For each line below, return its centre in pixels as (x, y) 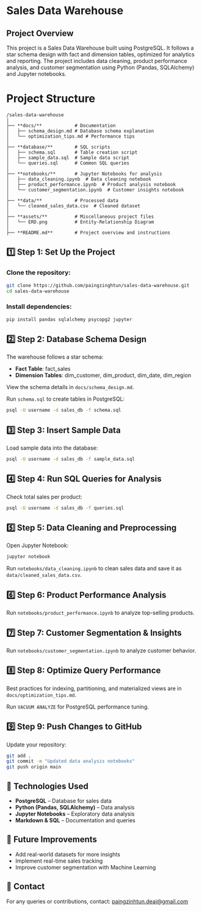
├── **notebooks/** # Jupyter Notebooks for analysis (85, 174)
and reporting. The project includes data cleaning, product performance (97, 61)
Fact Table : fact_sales (43, 369)
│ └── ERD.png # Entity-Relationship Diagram (80, 222)
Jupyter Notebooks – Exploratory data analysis (75, 814)
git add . (19, 756)
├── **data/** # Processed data (63, 200)
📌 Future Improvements (52, 840)
